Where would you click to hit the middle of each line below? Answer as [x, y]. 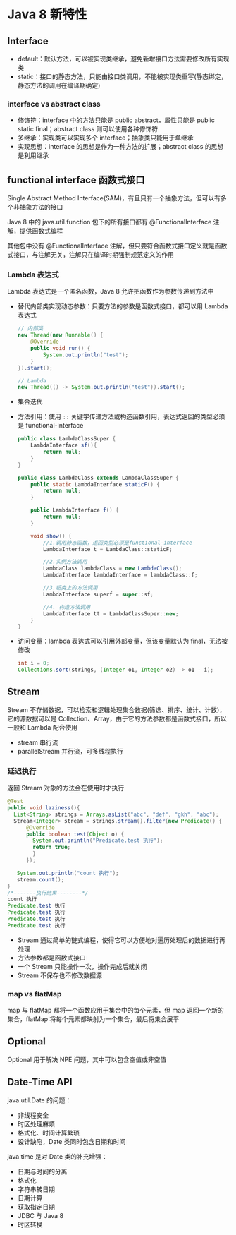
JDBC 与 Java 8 [41, 1215]
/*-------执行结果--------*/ [48, 893]
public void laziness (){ [44, 808]
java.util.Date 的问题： [39, 1100]
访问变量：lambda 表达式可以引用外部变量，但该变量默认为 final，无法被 [123, 641]
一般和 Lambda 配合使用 [42, 727]
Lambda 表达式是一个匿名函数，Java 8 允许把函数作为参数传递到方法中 [111, 291]
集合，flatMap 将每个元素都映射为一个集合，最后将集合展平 [93, 1019]
